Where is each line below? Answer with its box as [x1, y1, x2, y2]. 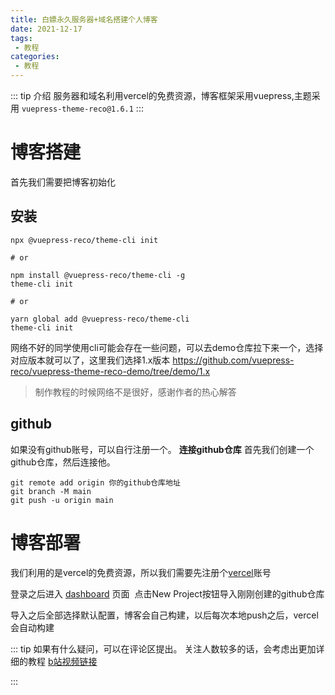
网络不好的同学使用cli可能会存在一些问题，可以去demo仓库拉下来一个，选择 [10, 341, 324, 353]
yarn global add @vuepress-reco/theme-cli [10, 314, 190, 324]
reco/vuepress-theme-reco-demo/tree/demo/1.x [10, 365, 211, 377]
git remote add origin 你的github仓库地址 [10, 477, 181, 488]
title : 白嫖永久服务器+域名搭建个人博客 [10, 14, 158, 25]
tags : [10, 33, 33, 43]
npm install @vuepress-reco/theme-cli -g [10, 270, 186, 280]
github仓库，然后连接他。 [10, 456, 116, 468]
